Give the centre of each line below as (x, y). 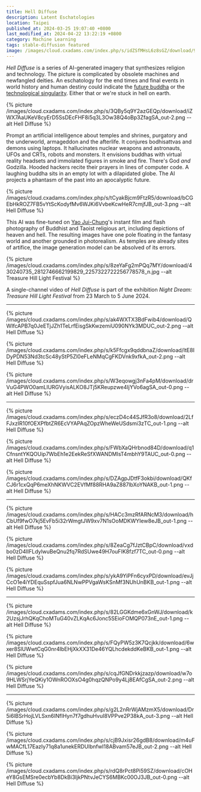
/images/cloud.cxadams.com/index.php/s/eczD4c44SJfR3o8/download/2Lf (100, 417)
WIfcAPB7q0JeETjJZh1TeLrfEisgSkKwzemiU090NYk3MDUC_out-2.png (94, 326)
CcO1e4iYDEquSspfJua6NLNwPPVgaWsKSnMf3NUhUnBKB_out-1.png (93, 582)
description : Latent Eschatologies (51, 17)
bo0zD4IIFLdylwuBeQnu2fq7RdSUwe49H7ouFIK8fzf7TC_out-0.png (89, 551)
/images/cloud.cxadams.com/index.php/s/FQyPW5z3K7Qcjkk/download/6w (100, 643)
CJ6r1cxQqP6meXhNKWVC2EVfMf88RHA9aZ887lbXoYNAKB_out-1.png (95, 484)
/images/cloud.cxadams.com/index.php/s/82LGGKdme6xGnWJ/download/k (100, 612)
